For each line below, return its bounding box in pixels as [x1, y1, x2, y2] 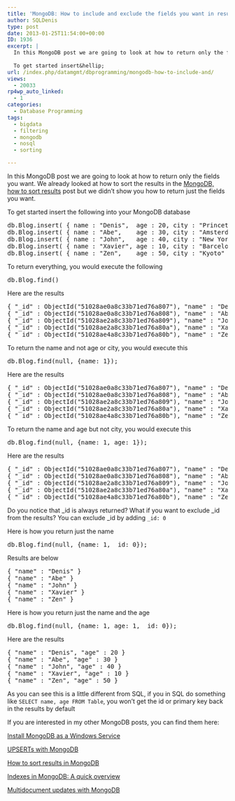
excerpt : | [7, 43, 39, 50]
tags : [7, 114, 23, 121]
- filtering [13, 127, 49, 134]
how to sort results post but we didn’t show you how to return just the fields [7, 187, 225, 195]
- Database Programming [13, 108, 83, 115]
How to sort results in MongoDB [7, 759, 99, 767]
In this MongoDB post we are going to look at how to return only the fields [7, 172, 220, 180]
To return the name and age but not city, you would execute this [7, 425, 192, 433]
